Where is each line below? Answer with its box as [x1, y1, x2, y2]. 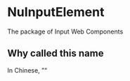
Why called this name [7, 47, 104, 59]
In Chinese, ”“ [7, 66, 48, 74]
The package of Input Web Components [7, 27, 124, 36]
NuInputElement [7, 4, 105, 20]
